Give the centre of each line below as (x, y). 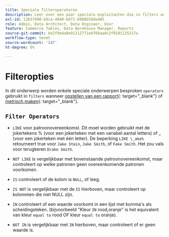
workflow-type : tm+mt (28, 38)
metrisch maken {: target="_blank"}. (42, 101)
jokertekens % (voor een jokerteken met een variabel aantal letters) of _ (87, 133)
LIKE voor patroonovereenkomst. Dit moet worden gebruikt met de (81, 128)
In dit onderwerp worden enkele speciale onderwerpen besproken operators (84, 91)
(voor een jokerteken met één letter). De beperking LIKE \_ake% (78, 138)
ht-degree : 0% (20, 47)
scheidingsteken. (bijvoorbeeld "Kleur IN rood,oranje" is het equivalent (86, 210)
